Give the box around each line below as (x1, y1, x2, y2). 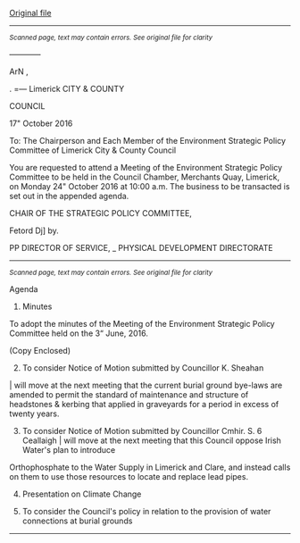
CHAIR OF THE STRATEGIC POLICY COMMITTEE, (9, 208, 192, 218)
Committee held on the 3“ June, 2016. (9, 328, 149, 338)
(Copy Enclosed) (9, 346, 71, 355)
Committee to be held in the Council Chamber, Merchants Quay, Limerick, (9, 171, 279, 182)
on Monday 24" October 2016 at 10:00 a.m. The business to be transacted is (9, 181, 290, 191)
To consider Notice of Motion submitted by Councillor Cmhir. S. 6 (21, 426, 262, 436)
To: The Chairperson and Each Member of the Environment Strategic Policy (9, 136, 287, 146)
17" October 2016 (9, 118, 73, 129)
